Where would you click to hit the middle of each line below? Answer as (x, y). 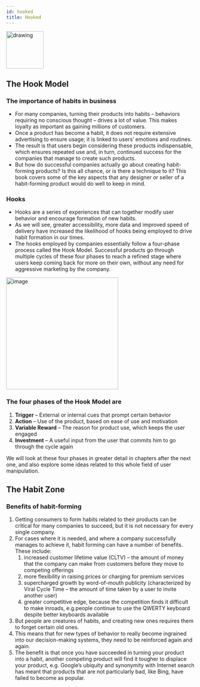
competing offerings (49, 570)
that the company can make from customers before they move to (104, 564)
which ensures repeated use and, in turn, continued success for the (98, 152)
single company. (35, 532)
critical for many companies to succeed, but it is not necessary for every (104, 526)
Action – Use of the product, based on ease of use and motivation (96, 421)
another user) (41, 596)
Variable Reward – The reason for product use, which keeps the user (100, 427)
